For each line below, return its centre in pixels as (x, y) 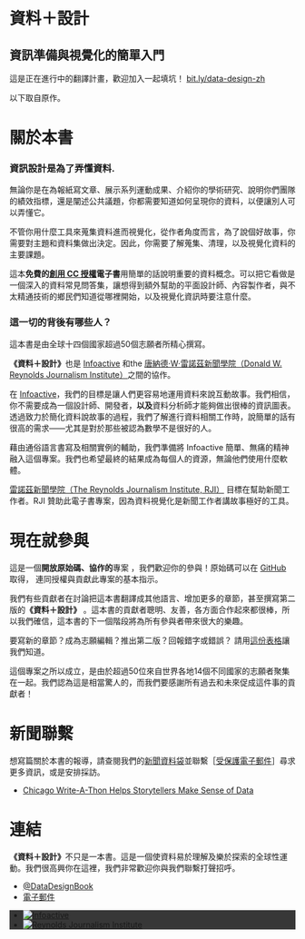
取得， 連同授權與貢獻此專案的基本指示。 (86, 578)
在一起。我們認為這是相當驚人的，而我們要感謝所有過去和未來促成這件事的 (148, 682)
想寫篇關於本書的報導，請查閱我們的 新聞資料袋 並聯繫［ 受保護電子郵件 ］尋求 (152, 760)
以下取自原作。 (37, 98)
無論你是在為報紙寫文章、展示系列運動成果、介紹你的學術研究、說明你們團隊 (152, 190)
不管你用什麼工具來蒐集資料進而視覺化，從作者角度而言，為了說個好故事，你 (152, 232)
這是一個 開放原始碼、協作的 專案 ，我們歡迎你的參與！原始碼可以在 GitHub (148, 568)
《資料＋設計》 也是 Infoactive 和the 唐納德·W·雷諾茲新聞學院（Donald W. (146, 363)
